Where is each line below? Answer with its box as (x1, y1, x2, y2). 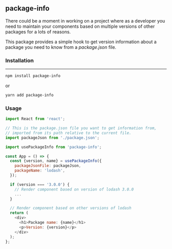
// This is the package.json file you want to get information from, (5, 126, 157, 131)
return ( (10, 210, 29, 216)
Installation (5, 56, 34, 64)
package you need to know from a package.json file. (5, 44, 117, 50)
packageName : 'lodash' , (14, 168, 66, 174)
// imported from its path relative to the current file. (5, 130, 132, 136)
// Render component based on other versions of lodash (10, 205, 132, 211)
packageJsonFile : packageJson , (14, 163, 81, 168)
